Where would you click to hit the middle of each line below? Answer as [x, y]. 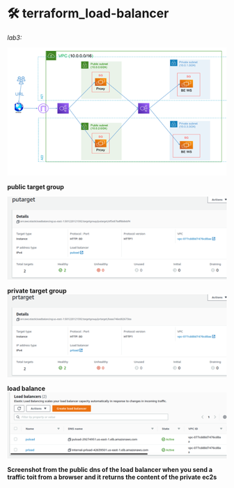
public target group [36, 186]
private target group [37, 290]
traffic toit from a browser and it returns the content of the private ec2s [112, 477]
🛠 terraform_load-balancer [88, 14]
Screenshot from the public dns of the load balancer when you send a [110, 469]
